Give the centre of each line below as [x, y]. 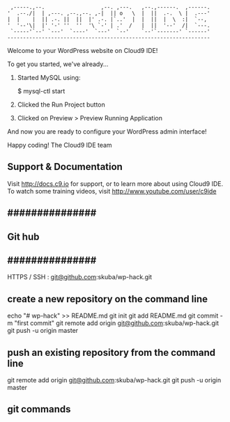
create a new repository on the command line [107, 299]
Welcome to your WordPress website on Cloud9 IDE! [83, 50]
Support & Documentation [65, 167]
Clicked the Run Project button [61, 104]
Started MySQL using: [49, 78]
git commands [39, 409]
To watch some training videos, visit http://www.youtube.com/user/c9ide [112, 191]
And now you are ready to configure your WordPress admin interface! [107, 132]
